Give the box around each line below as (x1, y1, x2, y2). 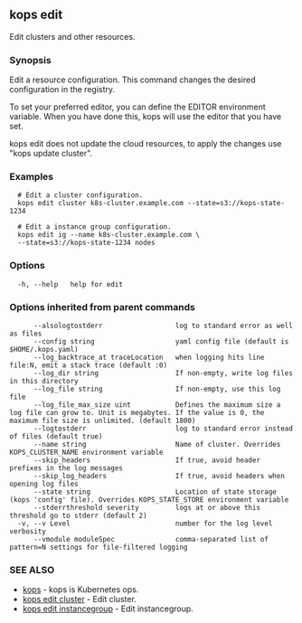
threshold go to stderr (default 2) (9, 511, 147, 520)
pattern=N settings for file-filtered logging (9, 543, 188, 552)
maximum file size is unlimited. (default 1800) (9, 416, 196, 425)
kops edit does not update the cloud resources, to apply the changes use (9, 138, 282, 149)
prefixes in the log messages (9, 464, 124, 473)
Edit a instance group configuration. (25, 222, 172, 231)
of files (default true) (9, 432, 103, 441)
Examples (9, 171, 54, 184)
